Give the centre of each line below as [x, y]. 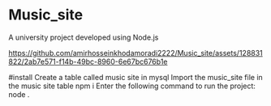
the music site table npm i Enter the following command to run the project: [132, 86]
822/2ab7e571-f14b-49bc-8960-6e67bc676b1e [88, 61]
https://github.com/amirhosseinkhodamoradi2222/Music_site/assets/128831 [136, 53]
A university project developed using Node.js [84, 37]
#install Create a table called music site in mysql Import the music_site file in [136, 77]
